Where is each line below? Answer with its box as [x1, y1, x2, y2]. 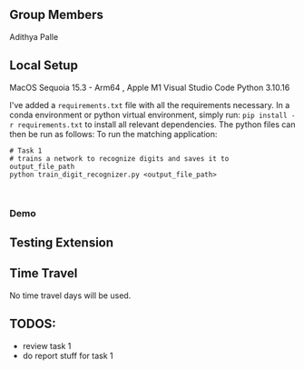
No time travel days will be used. [9, 290, 132, 301]
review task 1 [22, 340, 72, 351]
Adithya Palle [9, 31, 59, 42]
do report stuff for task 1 [22, 350, 113, 361]
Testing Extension [9, 235, 114, 250]
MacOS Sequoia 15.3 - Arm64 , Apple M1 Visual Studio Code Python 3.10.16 [9, 82, 290, 93]
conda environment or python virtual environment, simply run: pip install [9, 109, 288, 120]
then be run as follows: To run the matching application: [9, 128, 218, 139]
